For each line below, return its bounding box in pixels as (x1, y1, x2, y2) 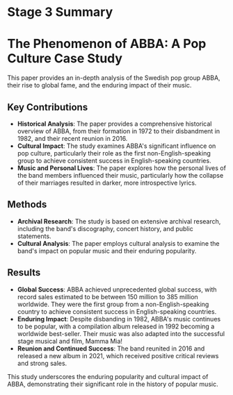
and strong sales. (17, 359, 67, 367)
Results (7, 267, 41, 278)
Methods (7, 199, 47, 210)
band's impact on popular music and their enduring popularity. (17, 246, 197, 255)
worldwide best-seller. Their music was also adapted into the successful (17, 329, 225, 337)
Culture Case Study (7, 51, 123, 67)
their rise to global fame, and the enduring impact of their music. (7, 81, 192, 90)
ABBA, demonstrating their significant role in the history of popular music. (7, 380, 218, 388)
